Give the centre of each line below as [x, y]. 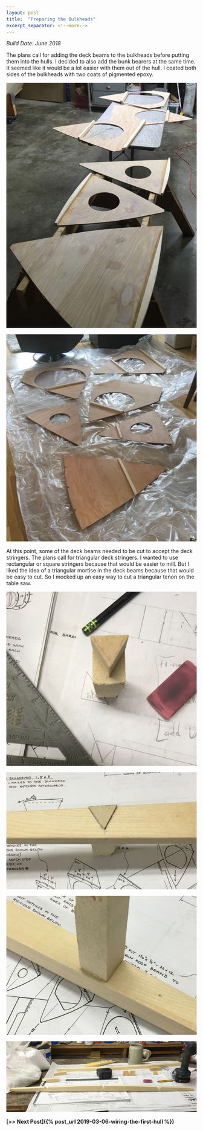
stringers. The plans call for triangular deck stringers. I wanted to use [92, 557]
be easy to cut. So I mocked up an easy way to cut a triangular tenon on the [100, 577]
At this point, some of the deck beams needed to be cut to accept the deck [100, 551]
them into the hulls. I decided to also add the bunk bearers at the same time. [101, 62]
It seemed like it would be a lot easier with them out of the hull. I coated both [101, 68]
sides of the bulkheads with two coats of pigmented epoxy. [80, 74]
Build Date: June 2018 [34, 44]
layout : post [23, 13]
